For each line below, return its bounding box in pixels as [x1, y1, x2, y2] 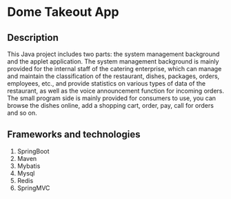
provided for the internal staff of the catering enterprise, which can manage [7, 65, 222, 73]
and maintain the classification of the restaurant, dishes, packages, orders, [7, 72, 220, 80]
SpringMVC [17, 184, 50, 192]
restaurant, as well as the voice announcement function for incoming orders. [7, 87, 224, 95]
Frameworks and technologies [7, 129, 141, 140]
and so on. [7, 108, 38, 117]
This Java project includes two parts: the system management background [7, 50, 220, 58]
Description [7, 32, 59, 44]
